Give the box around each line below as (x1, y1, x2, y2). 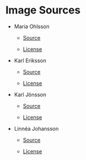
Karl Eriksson (14, 57, 47, 64)
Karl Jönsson (14, 91, 47, 98)
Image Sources (5, 4, 81, 17)
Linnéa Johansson (14, 125, 59, 132)
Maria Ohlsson (14, 23, 49, 30)
